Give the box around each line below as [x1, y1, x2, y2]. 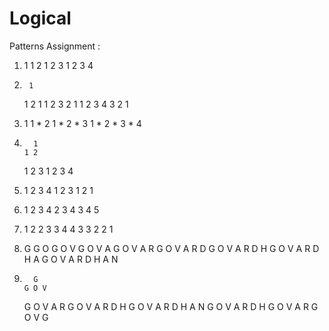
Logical [9, 7, 72, 30]
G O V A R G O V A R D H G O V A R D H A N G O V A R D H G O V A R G [23, 300, 319, 312]
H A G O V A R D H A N [23, 253, 119, 265]
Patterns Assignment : [9, 40, 101, 52]
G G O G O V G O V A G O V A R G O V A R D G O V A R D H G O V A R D [23, 242, 320, 254]
